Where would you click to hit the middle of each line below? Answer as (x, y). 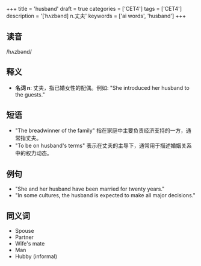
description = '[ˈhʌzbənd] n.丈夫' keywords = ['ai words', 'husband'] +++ (96, 16)
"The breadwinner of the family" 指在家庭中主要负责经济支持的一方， (100, 131)
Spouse (24, 231)
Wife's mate (30, 244)
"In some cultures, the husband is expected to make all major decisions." (105, 195)
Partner (24, 237)
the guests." (30, 94)
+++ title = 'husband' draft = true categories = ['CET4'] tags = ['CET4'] (94, 9)
